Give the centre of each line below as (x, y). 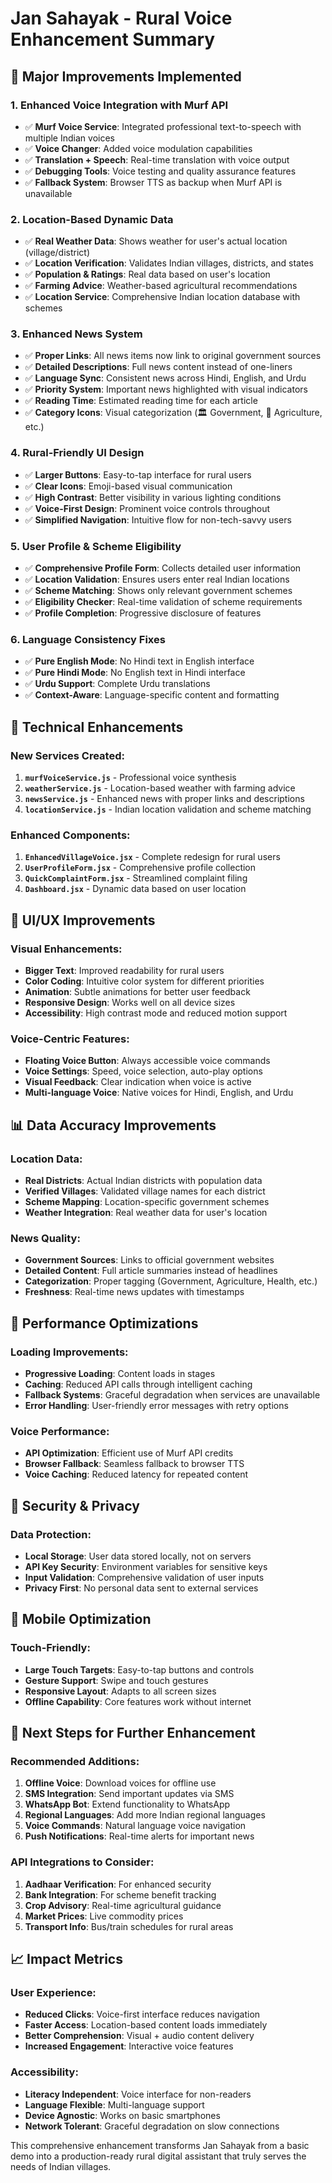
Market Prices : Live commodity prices (104, 1916)
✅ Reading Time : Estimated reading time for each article (141, 401)
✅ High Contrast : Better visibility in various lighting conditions (153, 497)
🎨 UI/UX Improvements (83, 920)
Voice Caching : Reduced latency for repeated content (136, 1474)
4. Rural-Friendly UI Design (77, 453)
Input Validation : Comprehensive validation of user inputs (144, 1577)
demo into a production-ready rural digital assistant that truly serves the (158, 2156)
